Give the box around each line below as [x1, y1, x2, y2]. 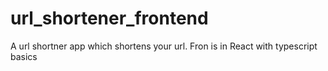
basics [10, 50, 38, 62]
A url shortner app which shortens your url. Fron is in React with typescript [10, 40, 318, 52]
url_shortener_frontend [10, 7, 209, 30]
